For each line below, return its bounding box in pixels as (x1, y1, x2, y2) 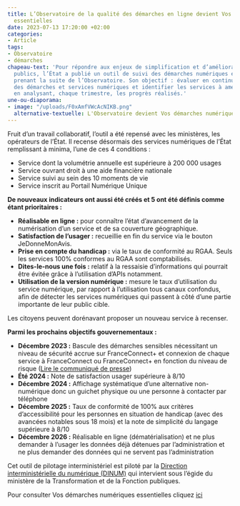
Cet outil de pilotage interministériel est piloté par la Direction (7, 461, 188, 470)
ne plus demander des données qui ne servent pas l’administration (17, 447, 214, 456)
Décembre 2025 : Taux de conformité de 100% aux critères (17, 402, 194, 410)
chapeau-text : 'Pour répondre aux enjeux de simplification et (7, 64, 200, 71)
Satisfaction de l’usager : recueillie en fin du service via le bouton (17, 231, 213, 240)
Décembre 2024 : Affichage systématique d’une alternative (17, 379, 194, 388)
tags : (7, 44, 24, 51)
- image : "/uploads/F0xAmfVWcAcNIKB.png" (7, 103, 133, 111)
